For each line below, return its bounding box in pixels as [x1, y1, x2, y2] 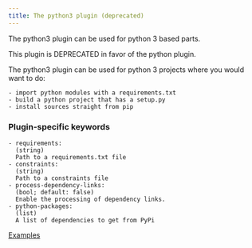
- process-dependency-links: [8, 181, 105, 189]
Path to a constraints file [15, 174, 109, 182]
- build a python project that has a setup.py [8, 95, 166, 104]
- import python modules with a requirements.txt [8, 89, 177, 97]
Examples [8, 230, 41, 240]
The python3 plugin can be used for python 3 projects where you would [8, 65, 245, 74]
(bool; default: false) [15, 188, 94, 196]
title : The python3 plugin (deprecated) [8, 11, 145, 20]
